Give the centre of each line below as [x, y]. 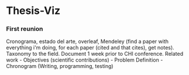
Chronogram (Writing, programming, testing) [60, 66]
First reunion [25, 29]
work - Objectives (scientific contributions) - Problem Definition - [85, 60]
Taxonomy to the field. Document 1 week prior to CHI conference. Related [94, 54]
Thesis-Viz [33, 11]
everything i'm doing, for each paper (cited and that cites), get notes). [90, 48]
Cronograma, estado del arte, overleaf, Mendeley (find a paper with [87, 41]
